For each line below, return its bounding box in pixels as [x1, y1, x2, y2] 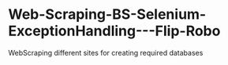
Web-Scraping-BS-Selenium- [8, 5, 207, 23]
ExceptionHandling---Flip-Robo [8, 22, 221, 40]
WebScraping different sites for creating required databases [8, 48, 204, 57]
